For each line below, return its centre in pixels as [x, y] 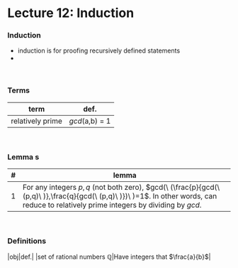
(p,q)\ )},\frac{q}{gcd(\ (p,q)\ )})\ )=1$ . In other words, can [120, 196]
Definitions [27, 241]
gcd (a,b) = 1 [90, 121]
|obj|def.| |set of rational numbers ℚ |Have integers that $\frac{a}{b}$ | [109, 257]
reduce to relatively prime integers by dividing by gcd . [112, 205]
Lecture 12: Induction [71, 13]
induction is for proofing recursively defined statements [99, 50]
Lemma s [23, 156]
